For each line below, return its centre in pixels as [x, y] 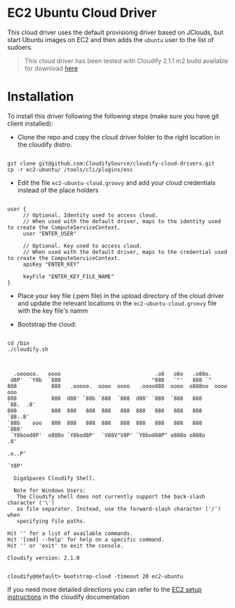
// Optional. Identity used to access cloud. [90, 215]
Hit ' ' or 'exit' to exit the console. [66, 546]
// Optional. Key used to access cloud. [82, 246]
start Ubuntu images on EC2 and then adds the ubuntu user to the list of [110, 39]
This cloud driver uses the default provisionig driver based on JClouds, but [115, 32]
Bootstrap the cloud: [47, 324]
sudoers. [20, 47]
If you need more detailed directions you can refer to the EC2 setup [105, 589]
